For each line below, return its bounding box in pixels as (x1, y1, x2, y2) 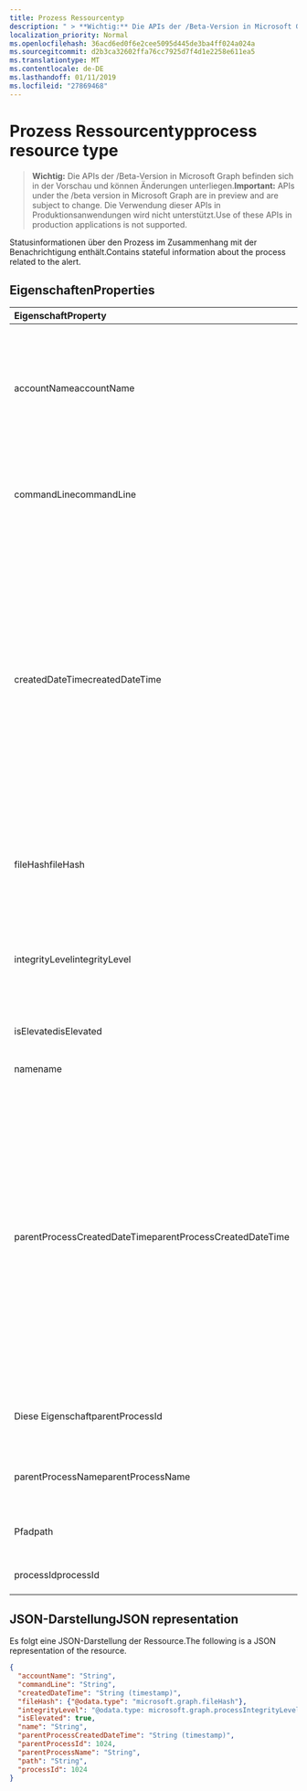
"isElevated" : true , (17, 1714, 96, 1723)
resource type (9, 140, 119, 161)
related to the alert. (9, 256, 81, 267)
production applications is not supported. (31, 218, 187, 229)
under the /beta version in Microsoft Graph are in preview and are (31, 189, 279, 201)
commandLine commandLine (14, 488, 137, 501)
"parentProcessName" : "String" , (17, 1747, 142, 1757)
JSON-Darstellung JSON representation (9, 1611, 239, 1627)
